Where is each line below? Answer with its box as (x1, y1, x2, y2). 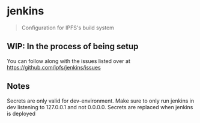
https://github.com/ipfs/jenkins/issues (7, 64, 101, 71)
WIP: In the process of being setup (7, 41, 139, 52)
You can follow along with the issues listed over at (7, 57, 131, 64)
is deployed (7, 110, 35, 117)
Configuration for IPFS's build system (21, 24, 115, 31)
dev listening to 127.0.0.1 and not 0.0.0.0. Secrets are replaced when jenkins (7, 103, 193, 110)
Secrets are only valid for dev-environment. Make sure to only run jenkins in (7, 97, 195, 104)
